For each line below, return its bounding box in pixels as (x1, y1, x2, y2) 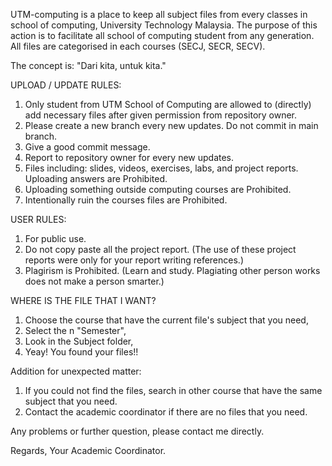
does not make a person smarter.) (24, 275, 165, 287)
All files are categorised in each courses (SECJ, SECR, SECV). (10, 40, 266, 52)
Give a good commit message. (24, 141, 151, 153)
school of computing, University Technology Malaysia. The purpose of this (10, 19, 318, 31)
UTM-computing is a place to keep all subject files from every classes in (10, 9, 308, 20)
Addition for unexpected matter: (10, 365, 142, 377)
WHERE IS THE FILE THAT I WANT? (10, 295, 157, 306)
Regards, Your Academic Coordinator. (10, 445, 167, 456)
